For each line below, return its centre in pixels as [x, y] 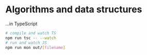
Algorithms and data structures [74, 10]
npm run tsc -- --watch [31, 38]
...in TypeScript [21, 24]
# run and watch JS [26, 43]
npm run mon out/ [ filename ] [35, 47]
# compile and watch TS [31, 33]
